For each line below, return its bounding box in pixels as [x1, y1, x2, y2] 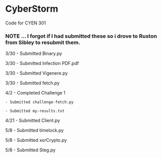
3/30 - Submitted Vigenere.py [5, 70, 68, 76]
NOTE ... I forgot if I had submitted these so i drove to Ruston [5, 33, 157, 40]
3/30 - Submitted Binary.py [5, 50, 62, 56]
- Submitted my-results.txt [5, 109, 65, 114]
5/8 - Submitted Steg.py [5, 147, 56, 153]
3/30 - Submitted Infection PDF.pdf [5, 60, 79, 67]
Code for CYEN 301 [5, 20, 46, 26]
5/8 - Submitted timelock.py [5, 128, 64, 134]
